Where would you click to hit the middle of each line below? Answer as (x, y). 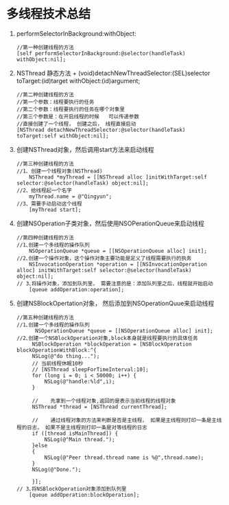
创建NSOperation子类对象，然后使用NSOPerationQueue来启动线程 (110, 223)
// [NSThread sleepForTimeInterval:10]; (90, 369)
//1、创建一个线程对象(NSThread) (59, 171)
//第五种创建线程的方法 (45, 317)
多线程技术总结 (49, 14)
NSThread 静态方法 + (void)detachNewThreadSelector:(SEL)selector (113, 73)
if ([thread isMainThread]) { (75, 434)
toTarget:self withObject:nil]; (62, 136)
